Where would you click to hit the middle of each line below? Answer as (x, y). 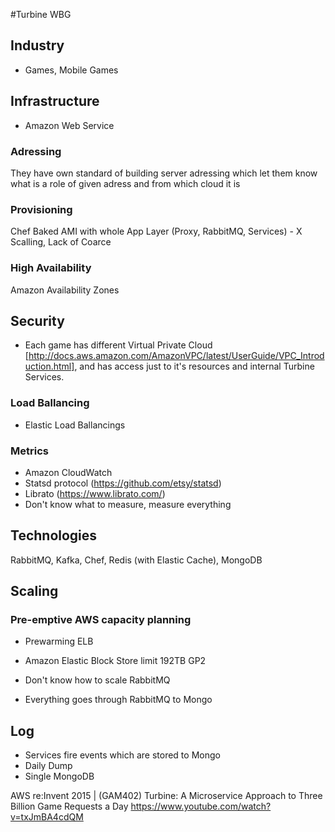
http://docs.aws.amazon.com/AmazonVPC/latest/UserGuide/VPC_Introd (176, 356)
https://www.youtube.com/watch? (201, 806)
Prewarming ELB (59, 641)
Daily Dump (48, 766)
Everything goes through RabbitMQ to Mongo (118, 700)
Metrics (29, 451)
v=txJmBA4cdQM (47, 817)
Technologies (54, 535)
